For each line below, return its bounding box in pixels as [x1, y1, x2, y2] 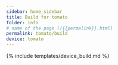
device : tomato [6, 36, 44, 42]
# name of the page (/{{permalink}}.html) [6, 25, 113, 31]
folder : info [6, 19, 39, 25]
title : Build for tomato [6, 14, 68, 20]
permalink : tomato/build [6, 31, 68, 37]
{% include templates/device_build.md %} [6, 53, 110, 59]
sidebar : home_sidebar [6, 8, 63, 15]
